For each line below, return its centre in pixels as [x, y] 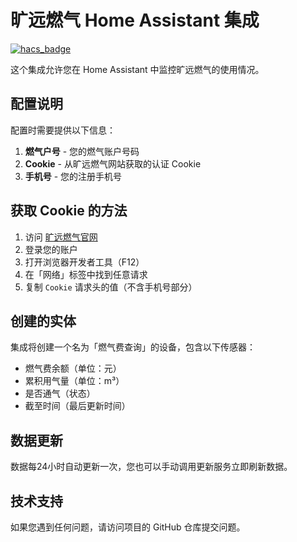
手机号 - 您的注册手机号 [73, 176]
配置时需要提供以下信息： [63, 130]
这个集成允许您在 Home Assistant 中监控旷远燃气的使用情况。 [137, 69]
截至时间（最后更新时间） [77, 406]
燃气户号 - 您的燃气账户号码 [82, 151]
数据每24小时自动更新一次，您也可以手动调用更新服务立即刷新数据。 [151, 467]
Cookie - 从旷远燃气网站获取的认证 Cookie [113, 163]
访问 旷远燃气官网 [61, 237]
